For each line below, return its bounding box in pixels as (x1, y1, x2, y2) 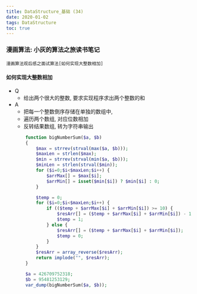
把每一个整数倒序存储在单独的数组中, (23, 107, 113, 115)
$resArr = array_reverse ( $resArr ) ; (36, 249, 123, 256)
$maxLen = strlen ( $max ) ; (36, 151, 97, 157)
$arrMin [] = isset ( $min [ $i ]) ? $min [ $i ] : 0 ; (46, 178, 160, 184)
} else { (46, 222, 68, 228)
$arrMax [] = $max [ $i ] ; (46, 172, 102, 179)
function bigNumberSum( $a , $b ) (25, 134, 102, 141)
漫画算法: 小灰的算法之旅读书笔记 (6, 45, 100, 54)
